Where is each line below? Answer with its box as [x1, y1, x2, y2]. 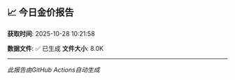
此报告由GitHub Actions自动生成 [7, 65, 100, 74]
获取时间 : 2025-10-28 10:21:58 [7, 29, 96, 38]
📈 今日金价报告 [7, 6, 75, 19]
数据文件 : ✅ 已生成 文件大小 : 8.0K [7, 44, 104, 52]
